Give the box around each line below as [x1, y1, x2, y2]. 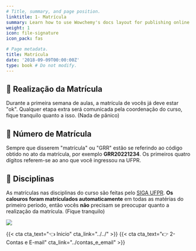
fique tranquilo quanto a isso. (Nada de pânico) [6, 112, 120, 119]
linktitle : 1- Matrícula [6, 14, 67, 20]
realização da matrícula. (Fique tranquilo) [6, 208, 105, 215]
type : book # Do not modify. [6, 62, 77, 68]
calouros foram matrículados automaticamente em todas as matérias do [6, 195, 184, 202]
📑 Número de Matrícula [6, 129, 92, 139]
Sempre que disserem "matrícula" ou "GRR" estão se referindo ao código [6, 144, 183, 152]
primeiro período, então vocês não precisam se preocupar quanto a [6, 201, 170, 208]
